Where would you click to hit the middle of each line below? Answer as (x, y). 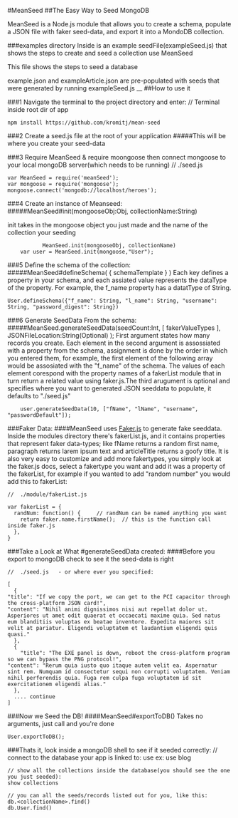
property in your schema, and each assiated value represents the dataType (117, 280)
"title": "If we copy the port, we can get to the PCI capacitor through (119, 597)
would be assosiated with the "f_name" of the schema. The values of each (116, 366)
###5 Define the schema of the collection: (69, 265)
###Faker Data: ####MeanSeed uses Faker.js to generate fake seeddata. (115, 428)
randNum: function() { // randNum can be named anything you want (120, 513)
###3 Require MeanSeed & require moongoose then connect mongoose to (117, 157)
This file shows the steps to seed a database (73, 67)
